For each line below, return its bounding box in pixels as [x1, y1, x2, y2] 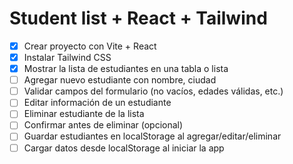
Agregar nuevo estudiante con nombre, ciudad [23, 74, 217, 86]
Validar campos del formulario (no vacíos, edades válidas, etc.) [23, 85, 284, 97]
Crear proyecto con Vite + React [23, 40, 157, 52]
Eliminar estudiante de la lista [23, 108, 145, 120]
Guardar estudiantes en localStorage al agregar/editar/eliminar [23, 130, 282, 142]
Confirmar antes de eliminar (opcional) [23, 119, 184, 131]
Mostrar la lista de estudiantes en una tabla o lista [23, 63, 229, 75]
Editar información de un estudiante [23, 97, 172, 109]
